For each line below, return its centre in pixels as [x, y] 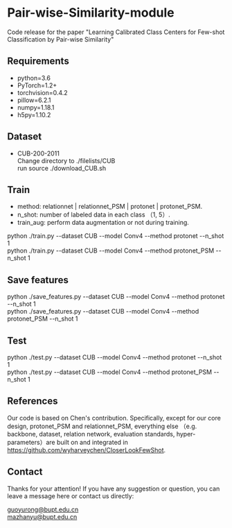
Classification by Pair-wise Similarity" [61, 39]
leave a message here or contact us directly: [71, 496]
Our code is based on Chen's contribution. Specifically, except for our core [114, 418]
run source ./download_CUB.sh [61, 168]
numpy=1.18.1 [36, 107]
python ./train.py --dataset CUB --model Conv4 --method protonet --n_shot [116, 236]
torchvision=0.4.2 [42, 92]
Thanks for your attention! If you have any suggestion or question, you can [114, 488]
